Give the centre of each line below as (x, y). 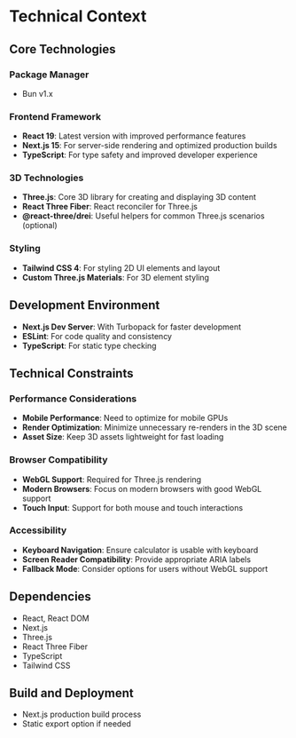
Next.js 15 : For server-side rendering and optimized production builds (149, 146)
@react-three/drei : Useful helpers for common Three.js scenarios (143, 216)
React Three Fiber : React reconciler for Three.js (109, 207)
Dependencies (50, 597)
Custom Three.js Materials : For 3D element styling (116, 277)
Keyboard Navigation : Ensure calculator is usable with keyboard (140, 550)
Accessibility (38, 530)
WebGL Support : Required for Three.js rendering (112, 479)
